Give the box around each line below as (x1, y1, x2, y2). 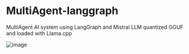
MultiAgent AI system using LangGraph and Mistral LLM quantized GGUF (6, 23, 184, 31)
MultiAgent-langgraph (6, 4, 119, 18)
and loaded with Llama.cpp (6, 29, 72, 36)
